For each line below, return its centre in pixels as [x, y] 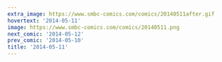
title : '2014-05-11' [38, 47]
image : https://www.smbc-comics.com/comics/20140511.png [94, 27]
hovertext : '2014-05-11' [44, 21]
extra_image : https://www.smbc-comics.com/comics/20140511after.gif [111, 14]
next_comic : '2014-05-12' [46, 34]
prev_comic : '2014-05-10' [46, 41]
